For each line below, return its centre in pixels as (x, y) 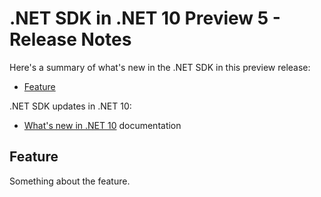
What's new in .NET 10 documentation (102, 125)
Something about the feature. (70, 181)
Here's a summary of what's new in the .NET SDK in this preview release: (160, 67)
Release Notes (70, 39)
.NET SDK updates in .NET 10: (70, 106)
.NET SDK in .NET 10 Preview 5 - (145, 18)
